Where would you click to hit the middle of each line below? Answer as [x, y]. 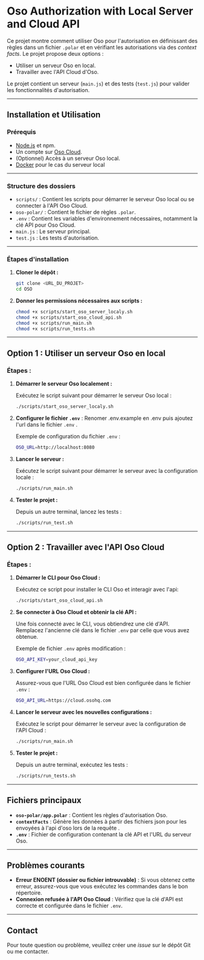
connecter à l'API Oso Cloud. [51, 205]
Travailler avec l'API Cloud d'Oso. [57, 72]
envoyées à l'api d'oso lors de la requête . [67, 828]
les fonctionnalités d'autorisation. [48, 90]
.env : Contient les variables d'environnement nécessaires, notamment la [107, 218]
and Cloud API [44, 24]
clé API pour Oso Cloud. [46, 225]
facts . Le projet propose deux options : [55, 53]
